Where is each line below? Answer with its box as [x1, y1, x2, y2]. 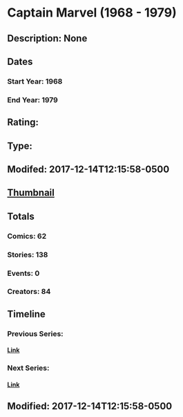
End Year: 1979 [7, 95, 59, 104]
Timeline [7, 308, 46, 319]
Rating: [7, 116, 39, 129]
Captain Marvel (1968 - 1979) [7, 5, 177, 21]
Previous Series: [7, 328, 64, 338]
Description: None [7, 33, 88, 44]
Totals [7, 210, 35, 222]
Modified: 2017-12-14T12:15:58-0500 [7, 400, 173, 412]
